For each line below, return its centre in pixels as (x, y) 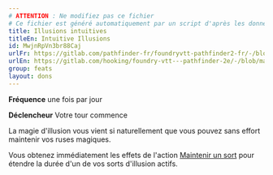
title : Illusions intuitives (58, 31)
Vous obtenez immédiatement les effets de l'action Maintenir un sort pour (131, 155)
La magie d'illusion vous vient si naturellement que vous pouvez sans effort (134, 130)
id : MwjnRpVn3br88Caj (45, 46)
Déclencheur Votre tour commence (68, 115)
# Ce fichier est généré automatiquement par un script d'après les (127, 23)
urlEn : (19, 62)
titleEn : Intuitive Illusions (60, 38)
